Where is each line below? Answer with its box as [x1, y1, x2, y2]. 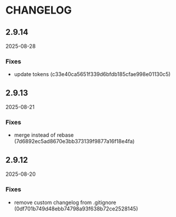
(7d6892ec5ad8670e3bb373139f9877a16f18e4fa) [14, 138, 135, 145]
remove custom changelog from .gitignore [14, 199, 117, 206]
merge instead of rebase [14, 131, 74, 139]
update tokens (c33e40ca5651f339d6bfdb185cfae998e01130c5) [14, 71, 171, 78]
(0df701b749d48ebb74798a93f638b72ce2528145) [14, 205, 138, 212]
